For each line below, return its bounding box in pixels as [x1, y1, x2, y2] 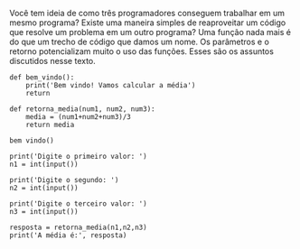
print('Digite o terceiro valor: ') [9, 199, 147, 208]
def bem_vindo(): [9, 73, 75, 82]
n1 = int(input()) [9, 160, 79, 169]
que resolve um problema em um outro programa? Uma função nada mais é [9, 27, 292, 37]
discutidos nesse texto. [9, 56, 97, 66]
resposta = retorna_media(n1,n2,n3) [9, 223, 147, 232]
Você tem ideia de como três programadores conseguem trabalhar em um [9, 8, 286, 18]
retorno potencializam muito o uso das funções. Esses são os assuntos [9, 46, 274, 57]
